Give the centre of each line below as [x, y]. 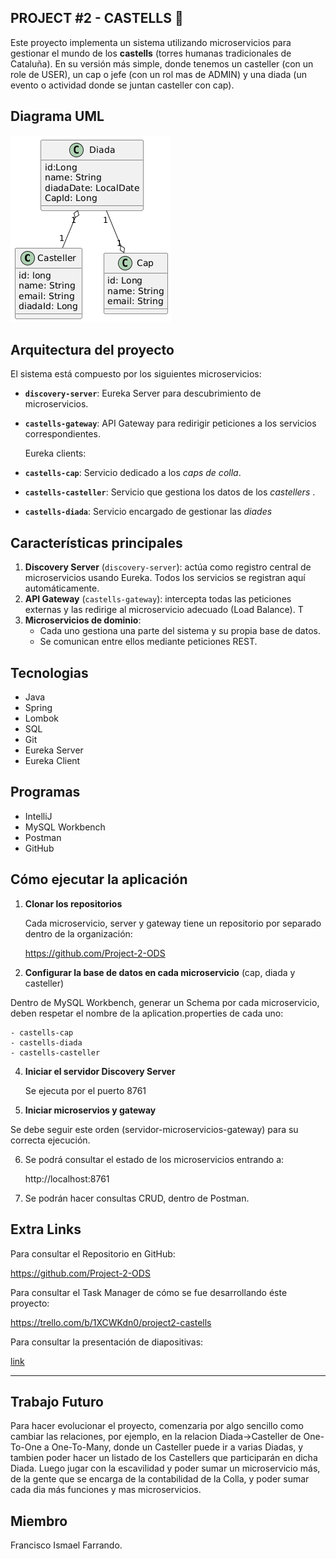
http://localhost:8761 [67, 1178]
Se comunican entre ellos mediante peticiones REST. [148, 642]
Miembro [39, 1521]
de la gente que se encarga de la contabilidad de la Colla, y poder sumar [160, 1479]
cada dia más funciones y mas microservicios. [106, 1490]
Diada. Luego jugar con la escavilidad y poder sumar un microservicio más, [165, 1468]
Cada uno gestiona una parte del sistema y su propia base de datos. [180, 631]
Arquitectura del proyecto [92, 350]
